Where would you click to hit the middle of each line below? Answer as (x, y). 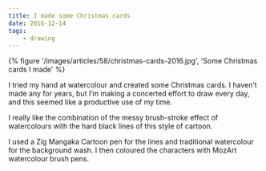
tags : (17, 31)
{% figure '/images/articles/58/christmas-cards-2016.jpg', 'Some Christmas (133, 61)
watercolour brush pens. (49, 159)
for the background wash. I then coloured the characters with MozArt (123, 150)
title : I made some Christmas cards (69, 16)
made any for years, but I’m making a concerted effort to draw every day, (129, 94)
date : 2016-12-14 (37, 23)
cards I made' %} (37, 70)
